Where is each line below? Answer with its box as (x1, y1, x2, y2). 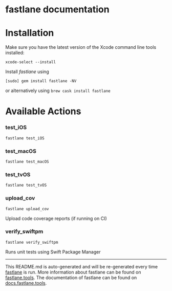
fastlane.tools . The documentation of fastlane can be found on (5, 274, 137, 281)
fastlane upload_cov (5, 206, 50, 211)
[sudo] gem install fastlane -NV (5, 79, 77, 84)
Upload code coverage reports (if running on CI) (5, 215, 107, 222)
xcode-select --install (5, 60, 56, 65)
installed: (5, 50, 25, 56)
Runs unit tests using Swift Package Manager (5, 248, 101, 255)
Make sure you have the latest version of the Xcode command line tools (5, 44, 157, 50)
